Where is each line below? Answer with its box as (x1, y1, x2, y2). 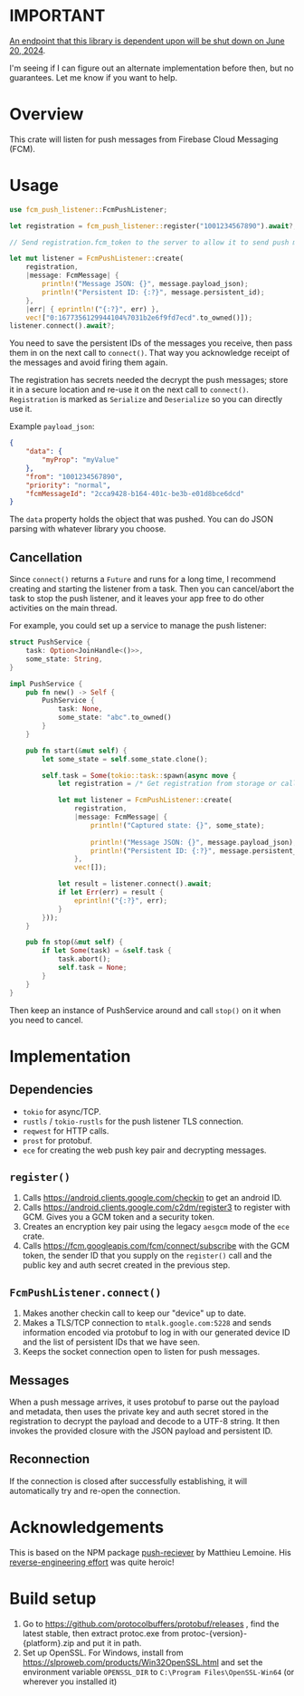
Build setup (9, 1588, 97, 1608)
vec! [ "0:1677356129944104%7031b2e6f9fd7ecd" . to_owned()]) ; (25, 313, 253, 322)
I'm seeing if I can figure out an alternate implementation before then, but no (9, 62, 294, 73)
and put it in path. (76, 1637, 142, 1648)
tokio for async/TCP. (22, 1106, 101, 1116)
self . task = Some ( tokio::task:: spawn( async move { (42, 771, 237, 780)
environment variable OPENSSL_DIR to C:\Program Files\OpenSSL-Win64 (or (22, 1666, 295, 1677)
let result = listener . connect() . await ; (57, 879, 213, 888)
